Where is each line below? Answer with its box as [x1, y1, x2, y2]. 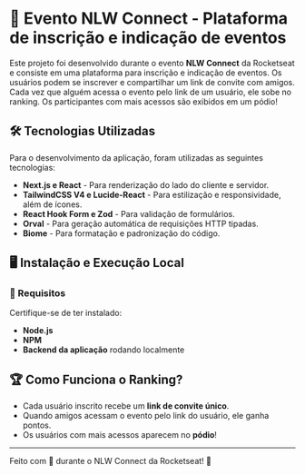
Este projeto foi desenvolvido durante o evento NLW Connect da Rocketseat [9, 57, 295, 68]
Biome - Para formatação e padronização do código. [22, 227, 221, 239]
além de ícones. [22, 199, 83, 210]
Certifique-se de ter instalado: [9, 308, 123, 319]
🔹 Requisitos [9, 287, 66, 300]
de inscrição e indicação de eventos [9, 27, 287, 48]
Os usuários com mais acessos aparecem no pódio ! [22, 430, 218, 440]
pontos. [22, 420, 52, 430]
